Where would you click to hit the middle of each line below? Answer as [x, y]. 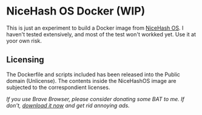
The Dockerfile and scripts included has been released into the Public [93, 74]
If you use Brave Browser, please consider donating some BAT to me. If [96, 99]
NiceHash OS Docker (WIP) [76, 11]
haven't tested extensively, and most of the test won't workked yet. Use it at [101, 34]
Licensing [25, 60]
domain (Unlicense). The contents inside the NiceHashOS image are [91, 80]
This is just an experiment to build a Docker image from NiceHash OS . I [95, 28]
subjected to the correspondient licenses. [58, 87]
